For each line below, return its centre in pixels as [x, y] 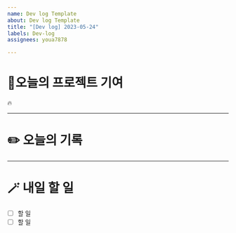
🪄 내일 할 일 [40, 188]
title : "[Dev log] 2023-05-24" [53, 27]
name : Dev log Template [42, 14]
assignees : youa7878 [38, 40]
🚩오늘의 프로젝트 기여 [65, 83]
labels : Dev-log [31, 33]
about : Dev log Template [44, 20]
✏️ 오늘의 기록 [45, 140]
